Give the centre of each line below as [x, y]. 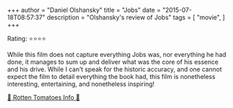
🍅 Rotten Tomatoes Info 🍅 [43, 97]
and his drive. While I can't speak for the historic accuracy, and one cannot [115, 69]
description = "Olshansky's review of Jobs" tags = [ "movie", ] [136, 17]
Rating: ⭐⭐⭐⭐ [27, 38]
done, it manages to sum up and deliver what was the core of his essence [113, 62]
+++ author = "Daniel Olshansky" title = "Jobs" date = [84, 10]
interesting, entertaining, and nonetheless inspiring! [81, 84]
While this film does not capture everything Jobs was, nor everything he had [117, 54]
